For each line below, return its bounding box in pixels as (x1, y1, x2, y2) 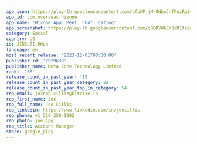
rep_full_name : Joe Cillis (6, 101, 72, 108)
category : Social (6, 31, 49, 36)
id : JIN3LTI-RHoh (6, 42, 49, 48)
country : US (6, 36, 35, 42)
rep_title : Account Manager (6, 123, 75, 129)
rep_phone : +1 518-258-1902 (6, 112, 75, 118)
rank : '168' (6, 69, 35, 75)
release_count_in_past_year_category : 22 (6, 80, 109, 86)
